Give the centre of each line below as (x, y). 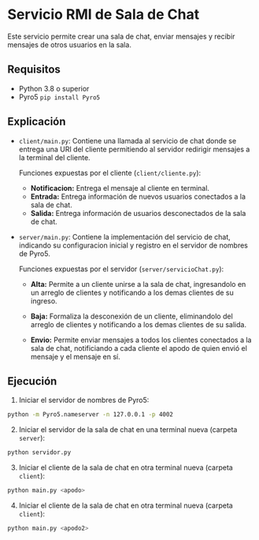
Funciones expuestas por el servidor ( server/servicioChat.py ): (121, 269)
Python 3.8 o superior (54, 88)
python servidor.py (39, 452)
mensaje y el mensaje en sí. (75, 356)
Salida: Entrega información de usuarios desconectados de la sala (138, 213)
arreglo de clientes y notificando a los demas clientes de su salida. (139, 324)
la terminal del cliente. (55, 157)
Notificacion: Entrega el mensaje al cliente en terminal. (120, 188)
